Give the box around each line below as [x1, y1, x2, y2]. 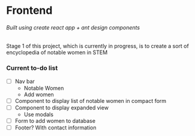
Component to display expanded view [14, 104, 109, 111]
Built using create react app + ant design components [6, 23, 140, 31]
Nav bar [14, 78, 35, 85]
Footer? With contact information [14, 124, 97, 131]
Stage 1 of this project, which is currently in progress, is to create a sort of [6, 43, 189, 50]
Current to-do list [6, 64, 58, 72]
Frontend [6, 4, 53, 17]
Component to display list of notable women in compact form [14, 97, 167, 104]
